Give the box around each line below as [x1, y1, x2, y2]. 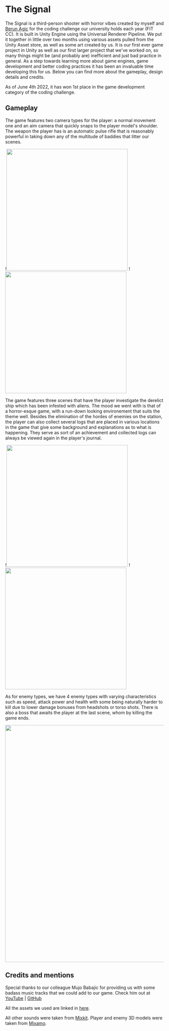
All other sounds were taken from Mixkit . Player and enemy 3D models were [5, 1015, 162, 1021]
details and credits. [5, 74, 45, 80]
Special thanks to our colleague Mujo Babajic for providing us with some [5, 984, 155, 991]
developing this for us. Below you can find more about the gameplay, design [5, 68, 163, 74]
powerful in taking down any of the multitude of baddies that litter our [5, 133, 149, 140]
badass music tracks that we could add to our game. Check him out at [5, 990, 151, 996]
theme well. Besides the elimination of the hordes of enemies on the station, [5, 413, 162, 419]
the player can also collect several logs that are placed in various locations [5, 419, 160, 425]
